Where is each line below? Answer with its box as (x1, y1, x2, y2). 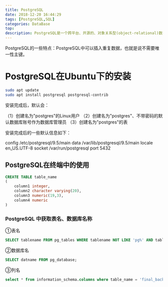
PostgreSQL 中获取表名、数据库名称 (5, 215, 92, 222)
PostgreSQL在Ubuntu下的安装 (5, 71, 131, 82)
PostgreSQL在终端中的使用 (5, 161, 89, 170)
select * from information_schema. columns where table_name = (5, 277, 137, 282)
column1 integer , (14, 184, 50, 189)
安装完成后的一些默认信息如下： (5, 129, 71, 135)
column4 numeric (14, 198, 48, 203)
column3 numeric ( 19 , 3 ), (14, 193, 64, 198)
